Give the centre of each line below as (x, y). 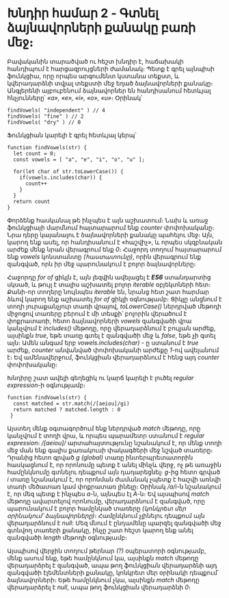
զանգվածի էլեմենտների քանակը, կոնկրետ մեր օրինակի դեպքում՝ (113, 572)
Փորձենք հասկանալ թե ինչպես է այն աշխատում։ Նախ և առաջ (108, 220)
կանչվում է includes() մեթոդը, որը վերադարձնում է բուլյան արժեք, (111, 328)
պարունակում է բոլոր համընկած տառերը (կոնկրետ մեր (97, 508)
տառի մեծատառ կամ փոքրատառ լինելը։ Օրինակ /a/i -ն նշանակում (114, 486)
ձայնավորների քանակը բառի (102, 28)
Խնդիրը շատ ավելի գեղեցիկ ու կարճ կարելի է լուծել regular (100, 377)
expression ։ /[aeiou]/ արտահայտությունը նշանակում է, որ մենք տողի (114, 443)
